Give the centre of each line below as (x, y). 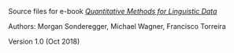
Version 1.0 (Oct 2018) (44, 41)
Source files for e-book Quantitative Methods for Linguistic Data (113, 11)
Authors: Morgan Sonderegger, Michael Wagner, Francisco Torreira (117, 26)
